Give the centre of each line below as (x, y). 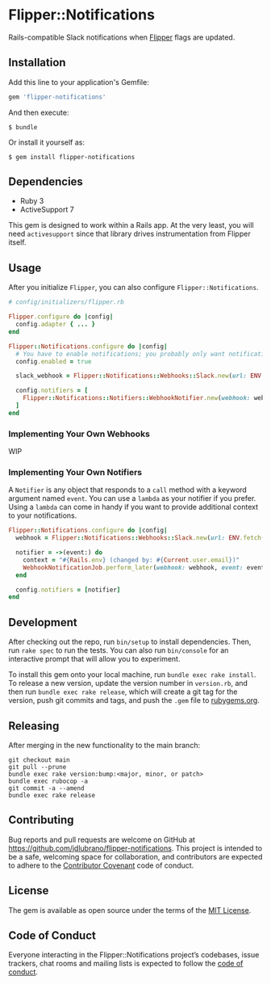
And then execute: (39, 112)
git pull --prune (38, 767)
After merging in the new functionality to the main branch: (104, 745)
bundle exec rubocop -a (48, 781)
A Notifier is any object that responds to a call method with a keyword (128, 490)
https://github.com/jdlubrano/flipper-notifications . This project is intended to (135, 848)
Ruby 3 (32, 201)
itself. (17, 242)
